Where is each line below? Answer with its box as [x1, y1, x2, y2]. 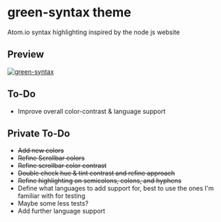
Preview [7, 48, 45, 60]
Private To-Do [7, 127, 70, 139]
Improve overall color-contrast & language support [17, 107, 166, 115]
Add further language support [17, 207, 105, 216]
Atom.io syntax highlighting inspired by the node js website [7, 28, 180, 36]
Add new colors [17, 147, 64, 155]
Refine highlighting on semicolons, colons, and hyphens [17, 176, 182, 185]
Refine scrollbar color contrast [17, 162, 107, 170]
